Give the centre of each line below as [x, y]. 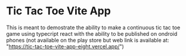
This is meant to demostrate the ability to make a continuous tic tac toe [93, 27]
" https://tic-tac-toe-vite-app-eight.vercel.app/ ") [65, 46]
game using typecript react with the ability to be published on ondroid [92, 33]
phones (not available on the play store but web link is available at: [88, 40]
